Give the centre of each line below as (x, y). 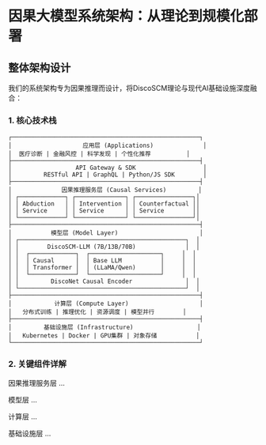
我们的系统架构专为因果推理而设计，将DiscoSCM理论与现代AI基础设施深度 (129, 88)
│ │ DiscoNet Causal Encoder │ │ (104, 281)
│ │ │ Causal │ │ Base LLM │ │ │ (102, 261)
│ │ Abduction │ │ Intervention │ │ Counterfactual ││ (104, 204)
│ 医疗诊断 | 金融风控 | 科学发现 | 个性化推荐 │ (99, 154)
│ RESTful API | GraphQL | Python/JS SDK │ (108, 175)
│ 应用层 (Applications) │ (108, 146)
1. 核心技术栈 (32, 120)
